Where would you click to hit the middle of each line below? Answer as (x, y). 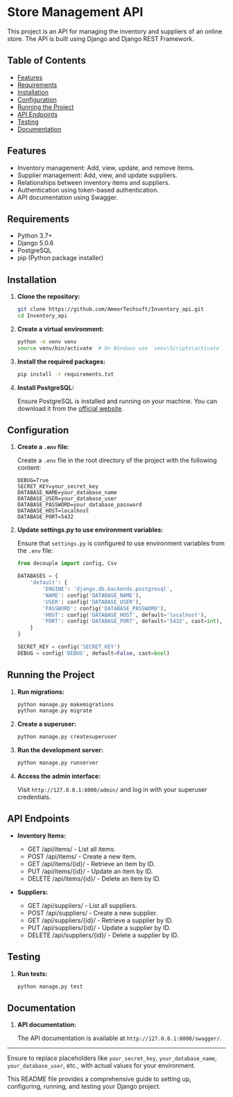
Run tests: (32, 973)
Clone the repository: (49, 297)
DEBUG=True (33, 480)
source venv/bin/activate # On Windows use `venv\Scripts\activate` (120, 348)
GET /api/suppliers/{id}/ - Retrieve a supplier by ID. (100, 920)
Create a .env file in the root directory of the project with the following (117, 460)
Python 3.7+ (35, 236)
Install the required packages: (61, 361)
